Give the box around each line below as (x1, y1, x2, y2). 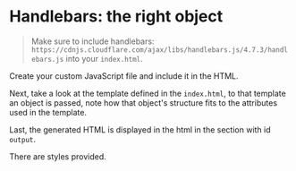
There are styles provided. (9, 150, 107, 162)
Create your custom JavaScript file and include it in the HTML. (9, 70, 239, 81)
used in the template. (9, 107, 88, 117)
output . (9, 133, 36, 144)
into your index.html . (65, 53, 143, 64)
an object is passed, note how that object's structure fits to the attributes (9, 97, 278, 108)
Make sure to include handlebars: (30, 36, 155, 47)
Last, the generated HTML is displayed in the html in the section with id (9, 124, 271, 135)
